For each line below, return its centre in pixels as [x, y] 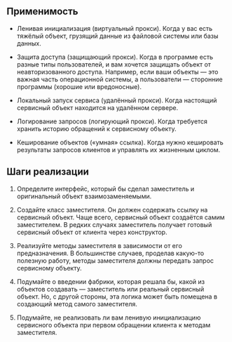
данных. [29, 43]
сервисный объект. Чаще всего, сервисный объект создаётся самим [121, 217]
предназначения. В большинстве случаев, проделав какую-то [110, 253]
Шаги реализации [48, 172]
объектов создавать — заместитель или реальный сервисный [110, 289]
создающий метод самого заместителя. [77, 303]
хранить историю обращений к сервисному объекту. [96, 128]
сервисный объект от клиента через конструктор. [92, 232]
